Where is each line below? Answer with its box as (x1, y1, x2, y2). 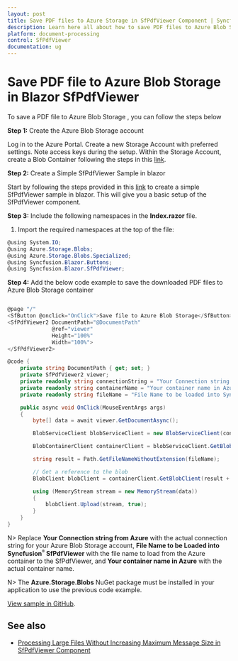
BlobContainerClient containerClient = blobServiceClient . (33, 443, 211, 450)
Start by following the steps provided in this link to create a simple (7, 182, 200, 191)
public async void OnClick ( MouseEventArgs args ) (20, 404, 166, 411)
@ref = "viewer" (52, 325, 93, 332)
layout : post (7, 10, 46, 18)
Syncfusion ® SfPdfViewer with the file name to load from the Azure (7, 548, 205, 557)
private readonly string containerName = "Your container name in (20, 384, 220, 391)
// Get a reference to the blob (33, 468, 129, 476)
